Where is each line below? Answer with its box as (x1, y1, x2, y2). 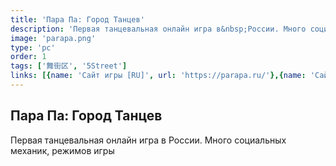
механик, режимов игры (10, 144, 115, 156)
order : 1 (10, 52, 47, 62)
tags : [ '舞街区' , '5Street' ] (10, 61, 128, 71)
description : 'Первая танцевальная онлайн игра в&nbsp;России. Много (10, 24, 307, 34)
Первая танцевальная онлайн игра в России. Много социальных (10, 134, 287, 146)
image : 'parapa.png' (10, 33, 97, 43)
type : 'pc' (10, 42, 56, 53)
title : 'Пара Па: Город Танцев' (10, 14, 145, 25)
